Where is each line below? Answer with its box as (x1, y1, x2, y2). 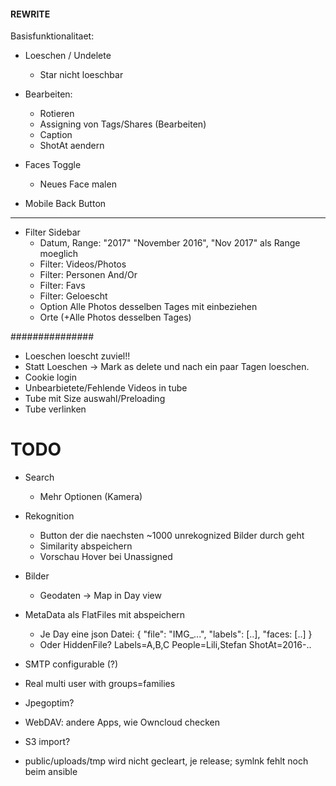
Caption (39, 129, 73, 141)
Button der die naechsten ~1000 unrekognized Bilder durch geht (39, 530, 305, 542)
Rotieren (39, 108, 75, 120)
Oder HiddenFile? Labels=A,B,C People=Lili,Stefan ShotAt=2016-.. (39, 639, 312, 651)
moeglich (39, 248, 79, 260)
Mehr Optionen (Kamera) (39, 491, 143, 503)
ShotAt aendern (39, 140, 105, 152)
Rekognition (24, 510, 75, 522)
